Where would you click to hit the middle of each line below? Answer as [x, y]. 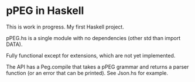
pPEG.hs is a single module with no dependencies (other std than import [93, 38]
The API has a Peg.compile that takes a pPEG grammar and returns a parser [97, 67]
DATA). [14, 44]
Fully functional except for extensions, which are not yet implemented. [91, 55]
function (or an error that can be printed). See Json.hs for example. [87, 73]
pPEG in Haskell [45, 11]
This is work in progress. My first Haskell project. [65, 27]
